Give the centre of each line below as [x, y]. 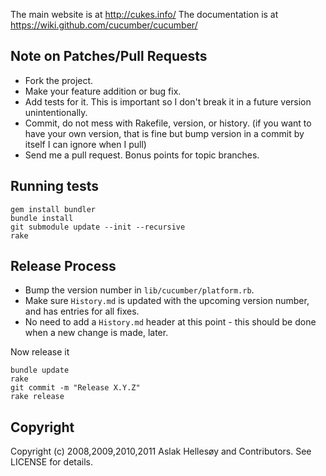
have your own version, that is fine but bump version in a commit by [164, 133]
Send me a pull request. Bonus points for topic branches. [142, 155]
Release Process [63, 266]
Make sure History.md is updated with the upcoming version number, [167, 301]
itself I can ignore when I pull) [85, 144]
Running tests [55, 186]
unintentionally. [56, 112]
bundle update [40, 370]
